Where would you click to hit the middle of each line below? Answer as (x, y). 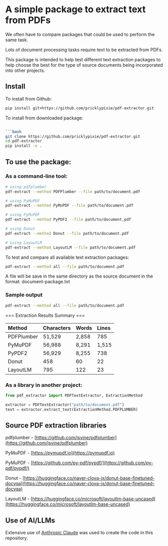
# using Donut (20, 229)
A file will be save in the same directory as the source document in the (79, 276)
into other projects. (25, 70)
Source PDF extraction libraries (56, 425)
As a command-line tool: (37, 176)
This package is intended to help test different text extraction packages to (83, 59)
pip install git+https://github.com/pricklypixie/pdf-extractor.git (80, 108)
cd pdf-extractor (24, 141)
